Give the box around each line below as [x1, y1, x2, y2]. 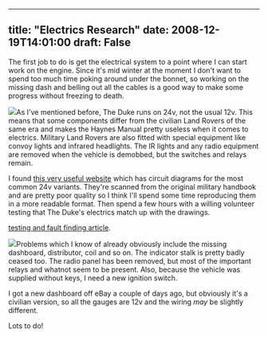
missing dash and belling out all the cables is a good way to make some [8, 82, 244, 92]
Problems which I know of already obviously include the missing [16, 239, 227, 249]
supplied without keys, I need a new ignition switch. [8, 272, 178, 283]
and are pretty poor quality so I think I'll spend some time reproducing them [8, 190, 257, 200]
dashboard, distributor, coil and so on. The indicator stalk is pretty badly [8, 248, 245, 257]
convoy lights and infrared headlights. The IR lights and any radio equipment [8, 141, 259, 151]
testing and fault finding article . [8, 222, 112, 232]
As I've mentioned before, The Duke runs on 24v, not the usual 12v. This [16, 107, 254, 116]
